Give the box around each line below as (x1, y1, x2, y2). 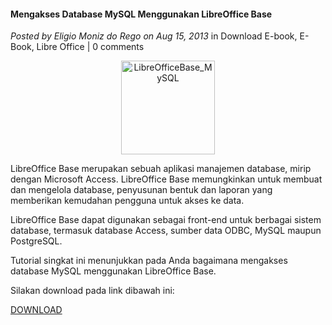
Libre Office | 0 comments (36, 41, 145, 53)
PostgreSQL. (10, 235, 63, 247)
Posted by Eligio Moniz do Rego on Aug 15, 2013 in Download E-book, (10, 30, 298, 42)
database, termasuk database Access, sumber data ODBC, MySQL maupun (10, 225, 322, 237)
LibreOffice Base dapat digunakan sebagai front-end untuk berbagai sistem (10, 214, 322, 226)
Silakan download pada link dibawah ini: (10, 285, 175, 297)
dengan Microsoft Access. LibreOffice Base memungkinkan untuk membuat (10, 173, 323, 185)
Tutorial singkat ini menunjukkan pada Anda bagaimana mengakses (10, 255, 288, 267)
